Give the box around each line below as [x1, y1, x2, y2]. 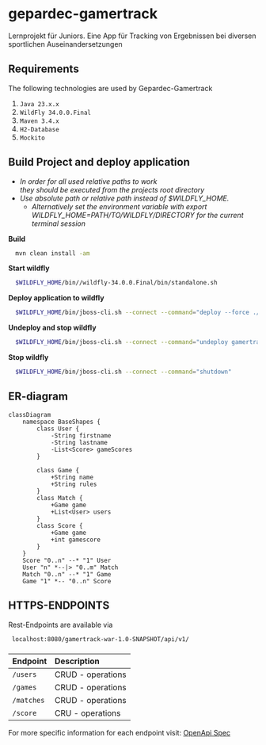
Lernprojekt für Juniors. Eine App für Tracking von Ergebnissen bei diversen [8, 31, 256, 40]
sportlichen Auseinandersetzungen [8, 39, 123, 48]
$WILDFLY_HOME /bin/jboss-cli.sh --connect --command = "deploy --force [15, 308, 249, 317]
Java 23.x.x [19, 100, 59, 108]
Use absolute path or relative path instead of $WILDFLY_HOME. [19, 193, 230, 203]
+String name [50, 473, 93, 481]
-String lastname [50, 438, 108, 446]
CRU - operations [54, 708, 121, 719]
